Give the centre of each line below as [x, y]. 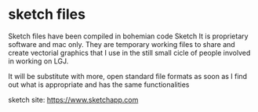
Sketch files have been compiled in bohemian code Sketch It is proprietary [128, 36]
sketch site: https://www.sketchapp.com [73, 99]
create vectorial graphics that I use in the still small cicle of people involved [129, 52]
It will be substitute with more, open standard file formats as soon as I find [128, 76]
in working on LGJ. [38, 61]
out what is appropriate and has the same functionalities [99, 85]
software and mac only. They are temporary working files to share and [122, 44]
